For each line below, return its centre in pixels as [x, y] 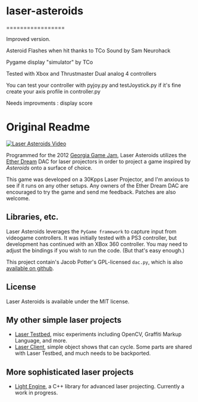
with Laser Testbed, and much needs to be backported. [83, 353]
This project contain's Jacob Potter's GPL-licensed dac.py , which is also [95, 262]
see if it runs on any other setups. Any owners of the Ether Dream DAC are [97, 185]
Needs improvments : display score [50, 103]
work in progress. [36, 393]
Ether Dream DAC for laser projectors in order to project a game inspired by [98, 161]
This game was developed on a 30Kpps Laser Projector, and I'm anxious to [98, 179]
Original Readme [48, 127]
